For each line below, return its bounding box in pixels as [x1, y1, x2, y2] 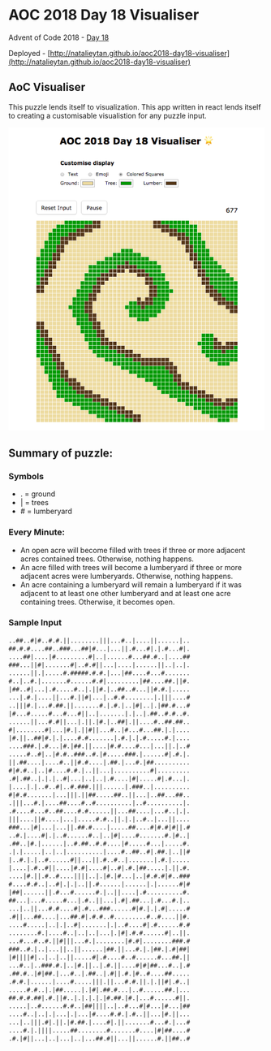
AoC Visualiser [8, 80, 86, 94]
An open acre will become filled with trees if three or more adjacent [19, 545, 246, 555]
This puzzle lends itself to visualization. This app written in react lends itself [8, 102, 261, 111]
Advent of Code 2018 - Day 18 [8, 32, 110, 42]
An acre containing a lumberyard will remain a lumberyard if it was [19, 579, 242, 590]
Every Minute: [8, 526, 65, 538]
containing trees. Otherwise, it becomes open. [19, 597, 175, 607]
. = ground [19, 489, 56, 499]
